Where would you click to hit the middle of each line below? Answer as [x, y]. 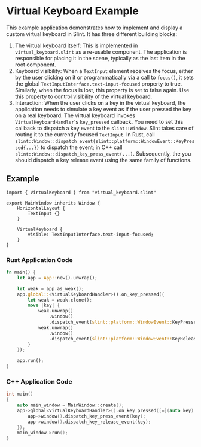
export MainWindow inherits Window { [53, 203]
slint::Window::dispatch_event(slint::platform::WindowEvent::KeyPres [105, 141]
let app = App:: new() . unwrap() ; [57, 278]
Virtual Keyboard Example [73, 11]
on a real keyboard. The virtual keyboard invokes [75, 115]
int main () [20, 394]
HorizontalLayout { [41, 208]
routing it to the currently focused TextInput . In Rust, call [85, 134]
